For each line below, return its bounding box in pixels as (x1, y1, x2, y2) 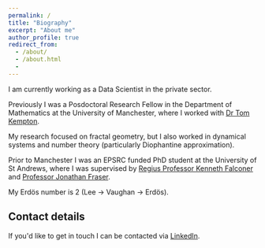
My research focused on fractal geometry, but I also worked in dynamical (8, 131, 247, 141)
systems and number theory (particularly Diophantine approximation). (8, 139, 235, 150)
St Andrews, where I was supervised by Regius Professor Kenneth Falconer (8, 163, 254, 173)
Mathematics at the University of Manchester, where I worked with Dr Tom (8, 108, 250, 117)
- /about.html (15, 56, 62, 64)
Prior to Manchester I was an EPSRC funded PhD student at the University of (8, 155, 257, 165)
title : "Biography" (8, 19, 73, 27)
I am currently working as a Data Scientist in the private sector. (8, 84, 212, 94)
